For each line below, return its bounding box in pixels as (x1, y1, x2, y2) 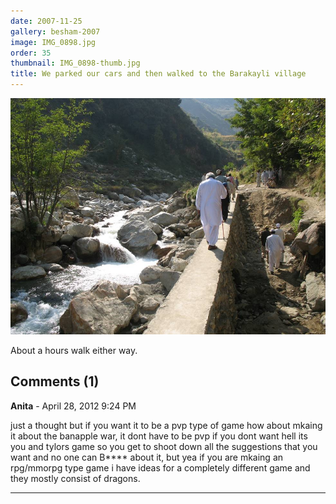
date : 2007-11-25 (10, 16, 83, 26)
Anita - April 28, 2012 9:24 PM (10, 400, 137, 412)
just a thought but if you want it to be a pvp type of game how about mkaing (10, 419, 323, 431)
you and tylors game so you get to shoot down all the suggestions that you (10, 440, 318, 452)
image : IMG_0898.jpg (10, 37, 97, 47)
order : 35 (10, 48, 52, 58)
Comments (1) (10, 373, 100, 390)
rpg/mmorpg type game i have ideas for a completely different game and (10, 461, 311, 474)
